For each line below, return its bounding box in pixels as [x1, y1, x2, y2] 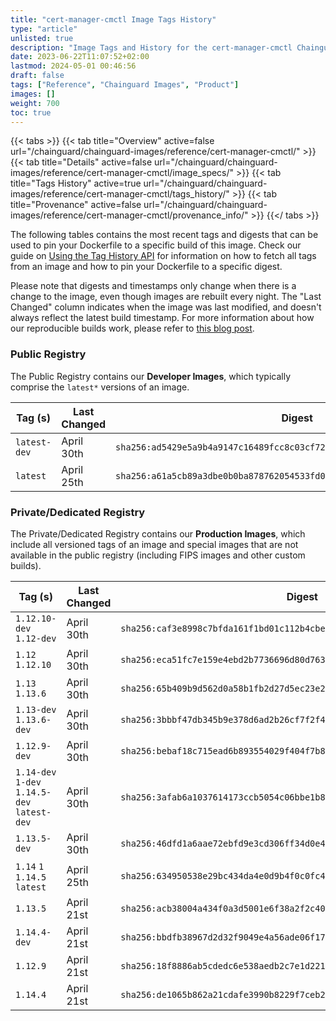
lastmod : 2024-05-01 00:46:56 [10, 61, 137, 71]
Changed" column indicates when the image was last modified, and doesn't [10, 301, 322, 313]
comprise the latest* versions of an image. [10, 381, 190, 393]
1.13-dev [15, 704, 57, 715]
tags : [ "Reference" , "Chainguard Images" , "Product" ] [10, 80, 240, 90]
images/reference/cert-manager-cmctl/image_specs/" [10, 167, 235, 179]
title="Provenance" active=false [10, 199, 142, 211]
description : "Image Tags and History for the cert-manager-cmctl [10, 42, 293, 53]
